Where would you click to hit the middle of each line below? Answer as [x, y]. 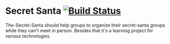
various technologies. [28, 36]
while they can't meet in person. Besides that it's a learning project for [79, 30]
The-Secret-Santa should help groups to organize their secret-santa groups [85, 25]
